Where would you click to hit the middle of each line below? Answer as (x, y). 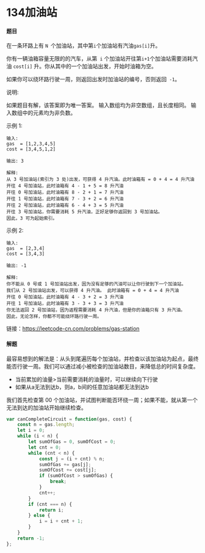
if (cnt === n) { (50, 504)
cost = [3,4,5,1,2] (31, 149)
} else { (39, 516)
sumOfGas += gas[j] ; (65, 464)
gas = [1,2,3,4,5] (31, 144)
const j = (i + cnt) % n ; (72, 459)
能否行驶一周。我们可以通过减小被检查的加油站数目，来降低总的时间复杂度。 (103, 366)
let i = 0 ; (31, 430)
